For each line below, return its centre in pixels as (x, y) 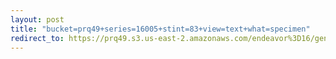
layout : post (37, 19)
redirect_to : (37, 38)
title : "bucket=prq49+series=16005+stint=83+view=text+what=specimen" (160, 29)
